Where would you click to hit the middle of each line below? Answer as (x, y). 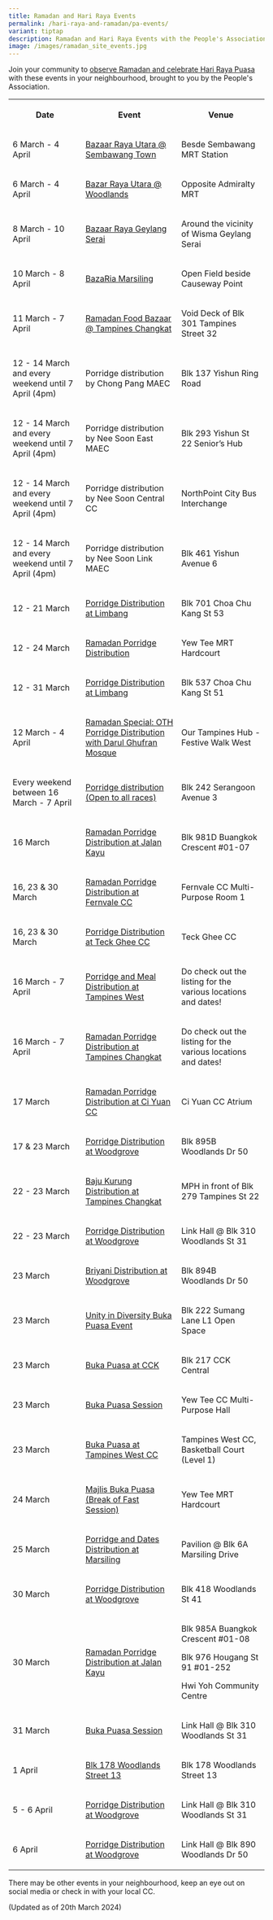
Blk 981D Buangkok (219, 838)
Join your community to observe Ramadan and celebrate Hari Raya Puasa (132, 69)
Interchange (204, 504)
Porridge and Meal (121, 977)
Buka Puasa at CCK (122, 1366)
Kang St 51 (203, 693)
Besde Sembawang (219, 145)
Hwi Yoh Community (221, 1686)
